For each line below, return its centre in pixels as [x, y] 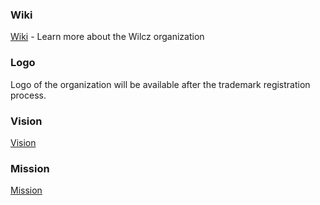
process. [28, 95]
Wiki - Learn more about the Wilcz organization [107, 37]
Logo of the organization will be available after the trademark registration [160, 84]
